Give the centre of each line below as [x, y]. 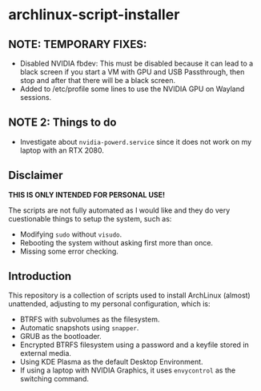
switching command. [54, 379]
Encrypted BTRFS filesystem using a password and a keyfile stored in [135, 345]
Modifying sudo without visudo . [71, 234]
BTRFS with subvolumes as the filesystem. [90, 319]
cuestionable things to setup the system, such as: [90, 218]
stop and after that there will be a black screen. [98, 80]
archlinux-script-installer [94, 15]
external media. [46, 353]
